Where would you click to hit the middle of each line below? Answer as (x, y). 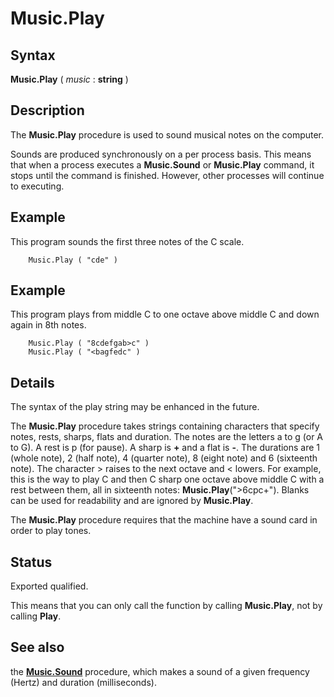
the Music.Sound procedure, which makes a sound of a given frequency (160, 671)
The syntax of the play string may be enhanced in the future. (135, 407)
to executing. (37, 186)
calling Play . (36, 616)
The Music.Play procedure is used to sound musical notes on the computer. (167, 134)
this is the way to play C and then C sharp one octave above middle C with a (167, 479)
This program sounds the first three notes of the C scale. (127, 241)
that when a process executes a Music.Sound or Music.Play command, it (162, 164)
